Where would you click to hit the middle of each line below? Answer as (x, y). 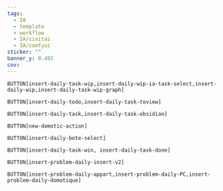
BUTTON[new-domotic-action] (47, 126)
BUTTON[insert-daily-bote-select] (57, 138)
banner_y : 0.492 (30, 59)
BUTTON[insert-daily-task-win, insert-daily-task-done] (89, 150)
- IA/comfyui (32, 46)
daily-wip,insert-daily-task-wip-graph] (66, 90)
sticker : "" (24, 52)
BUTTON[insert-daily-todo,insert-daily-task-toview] (84, 102)
